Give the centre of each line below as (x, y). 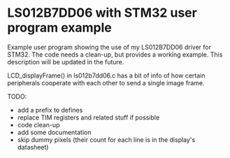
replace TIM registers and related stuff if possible (88, 117)
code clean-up (38, 124)
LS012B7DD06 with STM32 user (102, 13)
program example (59, 28)
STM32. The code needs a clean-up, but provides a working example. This (115, 55)
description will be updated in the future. (66, 62)
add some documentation (54, 132)
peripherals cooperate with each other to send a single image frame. (106, 82)
